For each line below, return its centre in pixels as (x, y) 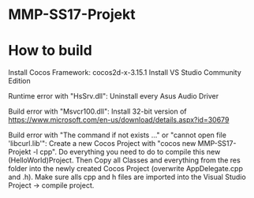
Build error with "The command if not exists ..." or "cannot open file (118, 135)
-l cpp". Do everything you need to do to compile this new (127, 152)
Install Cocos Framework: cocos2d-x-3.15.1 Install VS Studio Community (125, 73)
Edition (20, 81)
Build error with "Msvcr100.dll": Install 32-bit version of (97, 111)
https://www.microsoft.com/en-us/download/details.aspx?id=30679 (119, 120)
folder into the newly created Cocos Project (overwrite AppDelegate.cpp (125, 169)
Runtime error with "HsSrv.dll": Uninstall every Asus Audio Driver (114, 96)
